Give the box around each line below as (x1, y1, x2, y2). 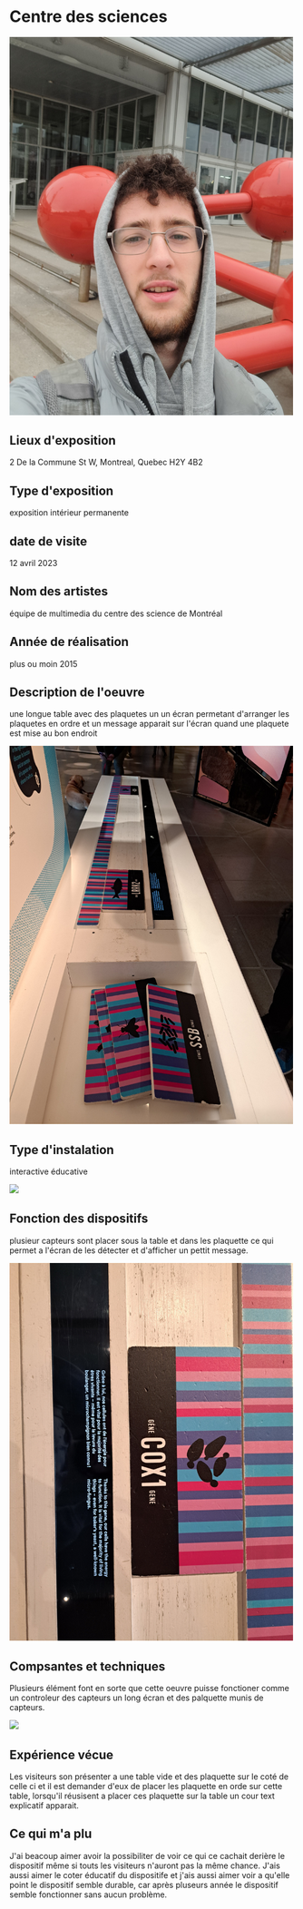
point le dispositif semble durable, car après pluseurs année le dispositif (9, 1879, 279, 1890)
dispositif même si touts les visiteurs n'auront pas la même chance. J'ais (9, 1860, 281, 1871)
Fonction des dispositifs (9, 1211, 149, 1227)
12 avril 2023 (9, 558, 58, 569)
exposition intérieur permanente (9, 507, 130, 518)
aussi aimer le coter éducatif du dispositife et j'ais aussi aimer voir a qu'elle (9, 1869, 290, 1880)
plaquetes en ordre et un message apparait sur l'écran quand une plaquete (9, 719, 289, 729)
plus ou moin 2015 (9, 658, 78, 669)
